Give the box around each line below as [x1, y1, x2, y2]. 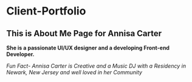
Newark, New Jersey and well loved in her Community [6, 69, 143, 76]
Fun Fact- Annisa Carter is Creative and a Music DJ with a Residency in [6, 62, 187, 69]
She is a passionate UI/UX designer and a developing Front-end [6, 44, 170, 51]
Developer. [6, 51, 35, 58]
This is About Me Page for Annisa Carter [6, 28, 162, 39]
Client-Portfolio [6, 4, 86, 18]
